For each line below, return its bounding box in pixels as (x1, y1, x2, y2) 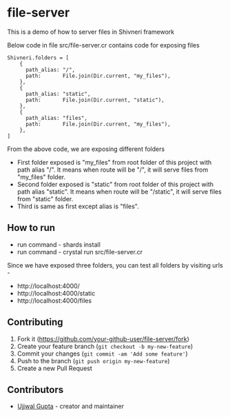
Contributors (7, 384, 64, 396)
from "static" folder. (17, 194, 74, 203)
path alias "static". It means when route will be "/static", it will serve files (17, 187, 222, 196)
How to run (7, 222, 56, 234)
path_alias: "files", (25, 114, 88, 121)
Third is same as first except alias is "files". (17, 202, 139, 210)
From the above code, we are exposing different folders (7, 145, 165, 153)
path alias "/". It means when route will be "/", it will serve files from (17, 165, 209, 174)
